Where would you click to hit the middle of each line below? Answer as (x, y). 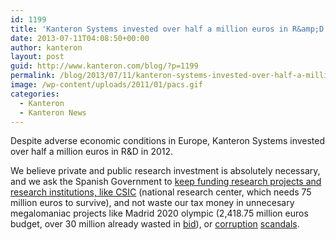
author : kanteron (46, 47)
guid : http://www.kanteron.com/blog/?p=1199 (104, 66)
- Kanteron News (53, 112)
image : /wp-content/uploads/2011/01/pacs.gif (106, 85)
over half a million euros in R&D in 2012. (92, 152)
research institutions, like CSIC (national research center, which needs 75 (161, 192)
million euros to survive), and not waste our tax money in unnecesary (152, 203)
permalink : (33, 76)
